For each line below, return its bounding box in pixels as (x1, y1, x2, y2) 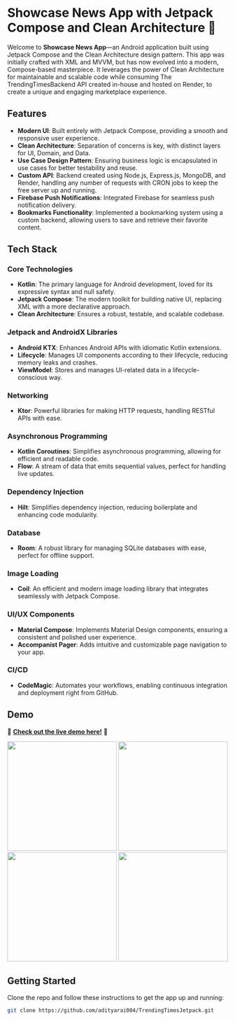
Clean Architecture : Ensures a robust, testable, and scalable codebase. (17, 310, 225, 318)
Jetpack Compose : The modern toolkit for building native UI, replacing (17, 295, 222, 304)
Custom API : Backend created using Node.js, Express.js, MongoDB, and (17, 171, 226, 179)
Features (7, 108, 47, 120)
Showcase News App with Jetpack (7, 5, 213, 21)
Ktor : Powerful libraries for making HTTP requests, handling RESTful (17, 407, 215, 415)
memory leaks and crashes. (17, 358, 98, 367)
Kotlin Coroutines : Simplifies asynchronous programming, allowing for (17, 447, 222, 456)
